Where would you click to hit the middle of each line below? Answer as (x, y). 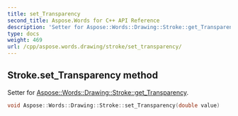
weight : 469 (25, 40)
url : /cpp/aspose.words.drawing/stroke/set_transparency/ (95, 47)
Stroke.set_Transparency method (83, 75)
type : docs (23, 34)
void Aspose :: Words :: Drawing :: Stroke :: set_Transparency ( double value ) (114, 105)
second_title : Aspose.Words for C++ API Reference (84, 21)
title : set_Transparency (44, 14)
